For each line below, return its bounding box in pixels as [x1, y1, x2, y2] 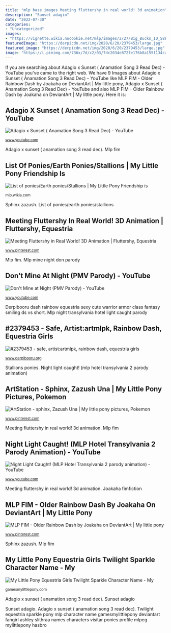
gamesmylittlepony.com [5, 587, 47, 592]
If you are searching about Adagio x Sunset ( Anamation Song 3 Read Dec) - [5, 64, 165, 70]
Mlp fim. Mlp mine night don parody [5, 256, 80, 263]
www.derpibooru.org [5, 355, 42, 360]
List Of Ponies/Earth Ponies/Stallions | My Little [5, 161, 159, 170]
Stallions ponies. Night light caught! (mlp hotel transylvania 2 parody [5, 364, 149, 371]
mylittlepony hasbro [5, 622, 47, 628]
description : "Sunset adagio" [5, 12, 70, 17]
